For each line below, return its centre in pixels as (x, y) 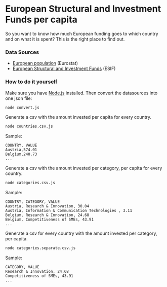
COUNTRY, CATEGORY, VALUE (32, 202)
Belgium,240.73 (21, 154)
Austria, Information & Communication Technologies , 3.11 (69, 211)
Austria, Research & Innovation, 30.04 (47, 206)
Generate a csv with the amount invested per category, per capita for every (84, 168)
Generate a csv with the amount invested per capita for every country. (78, 117)
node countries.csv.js (29, 127)
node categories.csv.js (30, 183)
